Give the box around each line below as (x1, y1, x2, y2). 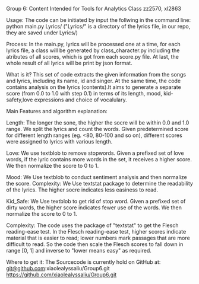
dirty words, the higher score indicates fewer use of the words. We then (6, 204, 182, 211)
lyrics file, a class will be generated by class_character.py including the (6, 47, 180, 54)
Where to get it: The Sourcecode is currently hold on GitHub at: (6, 259, 161, 266)
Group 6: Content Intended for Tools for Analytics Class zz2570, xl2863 (6, 5, 181, 12)
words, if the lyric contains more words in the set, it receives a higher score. (6, 156, 192, 162)
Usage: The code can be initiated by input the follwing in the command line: (6, 17, 191, 23)
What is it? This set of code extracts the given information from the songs (6, 71, 186, 78)
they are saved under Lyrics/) (6, 29, 78, 36)
